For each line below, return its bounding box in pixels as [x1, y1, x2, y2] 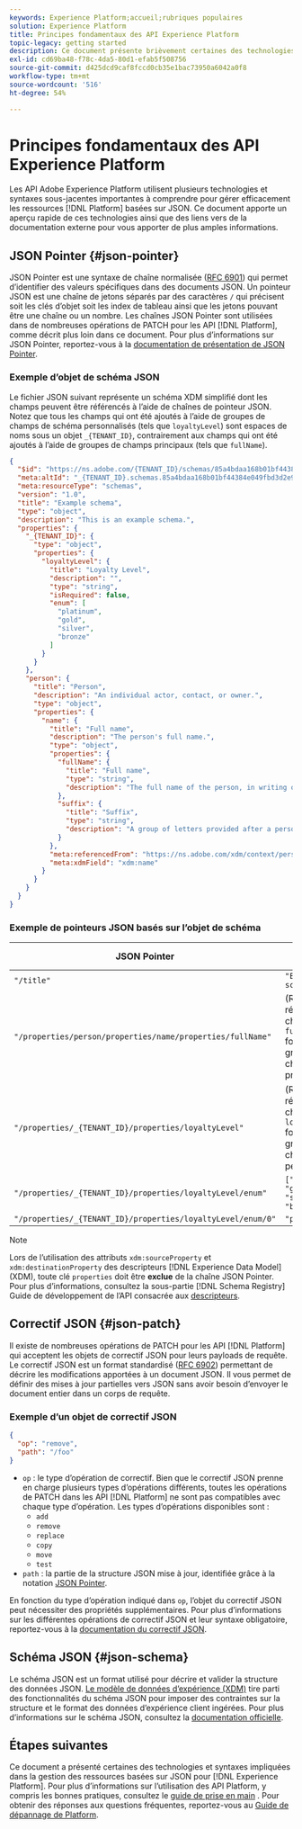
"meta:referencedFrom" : [49, 849, 139, 859]
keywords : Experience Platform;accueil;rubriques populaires [9, 13, 244, 22]
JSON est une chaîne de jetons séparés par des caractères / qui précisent [9, 291, 285, 302]
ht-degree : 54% [9, 88, 67, 97]
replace [35, 1531, 65, 1540]
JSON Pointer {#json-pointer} [9, 248, 180, 264]
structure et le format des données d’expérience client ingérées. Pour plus [9, 1702, 285, 1713]
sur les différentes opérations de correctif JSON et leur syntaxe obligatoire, [9, 1614, 288, 1625]
